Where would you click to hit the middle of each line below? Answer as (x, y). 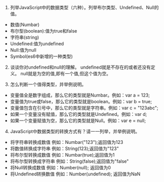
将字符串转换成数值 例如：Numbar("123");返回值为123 (66, 142)
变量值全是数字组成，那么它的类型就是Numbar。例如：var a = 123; (80, 95)
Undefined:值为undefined (37, 44)
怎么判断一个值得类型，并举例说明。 (48, 84)
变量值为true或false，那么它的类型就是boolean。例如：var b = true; (81, 101)
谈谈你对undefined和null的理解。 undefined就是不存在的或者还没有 (80, 67)
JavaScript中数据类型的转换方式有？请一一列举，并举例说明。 (75, 131)
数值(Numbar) (25, 25)
